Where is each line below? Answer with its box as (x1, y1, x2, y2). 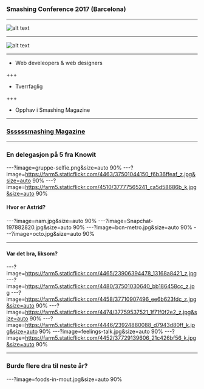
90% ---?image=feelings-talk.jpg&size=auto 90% (39, 328, 164, 336)
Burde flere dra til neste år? (6, 362, 88, 370)
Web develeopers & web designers (15, 60, 103, 67)
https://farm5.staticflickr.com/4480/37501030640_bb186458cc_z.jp (25, 283, 195, 290)
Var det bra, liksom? (6, 250, 58, 257)
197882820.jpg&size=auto (6, 224, 72, 231)
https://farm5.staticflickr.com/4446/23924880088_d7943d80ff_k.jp (25, 322, 195, 329)
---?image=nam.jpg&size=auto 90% (6, 218, 97, 225)
